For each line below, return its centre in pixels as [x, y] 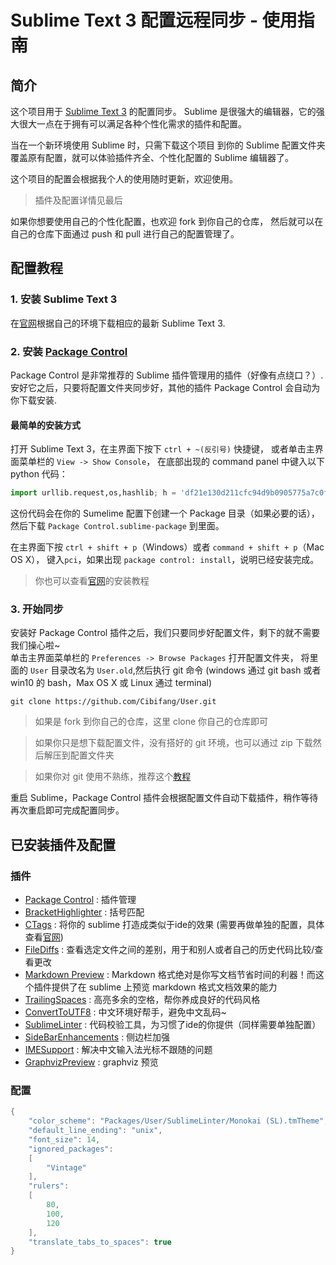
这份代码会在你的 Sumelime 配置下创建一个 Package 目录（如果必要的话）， [165, 513]
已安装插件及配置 [63, 844]
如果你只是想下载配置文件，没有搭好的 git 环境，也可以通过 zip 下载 [173, 743]
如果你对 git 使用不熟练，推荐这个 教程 [113, 777]
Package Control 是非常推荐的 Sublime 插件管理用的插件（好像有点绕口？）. [167, 375]
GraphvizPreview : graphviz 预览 [91, 1062]
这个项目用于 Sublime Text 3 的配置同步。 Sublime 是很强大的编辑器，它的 [163, 111]
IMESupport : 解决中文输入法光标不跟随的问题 [118, 1050]
